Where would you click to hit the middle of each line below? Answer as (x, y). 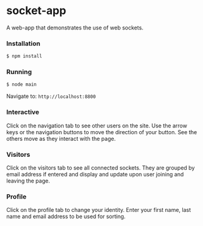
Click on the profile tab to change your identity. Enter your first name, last (99, 210)
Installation (24, 43)
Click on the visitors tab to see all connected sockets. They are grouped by (101, 168)
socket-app (36, 11)
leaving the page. (28, 181)
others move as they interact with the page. (61, 138)
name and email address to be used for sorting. (66, 217)
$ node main (21, 85)
